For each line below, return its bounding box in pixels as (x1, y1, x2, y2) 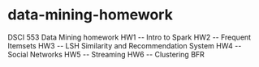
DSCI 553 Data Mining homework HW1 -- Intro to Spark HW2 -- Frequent (7, 32, 252, 42)
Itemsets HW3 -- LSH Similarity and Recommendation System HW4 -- (7, 40, 242, 50)
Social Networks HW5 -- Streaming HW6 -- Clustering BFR (7, 49, 205, 59)
